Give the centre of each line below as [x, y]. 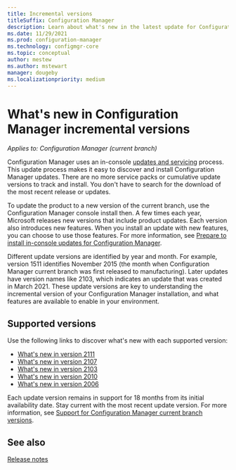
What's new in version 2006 [58, 384]
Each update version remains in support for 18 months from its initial [106, 398]
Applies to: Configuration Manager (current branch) [82, 148]
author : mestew [29, 60]
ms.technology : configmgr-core [53, 46]
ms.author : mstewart [38, 66]
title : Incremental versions [50, 14]
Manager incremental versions [99, 129]
